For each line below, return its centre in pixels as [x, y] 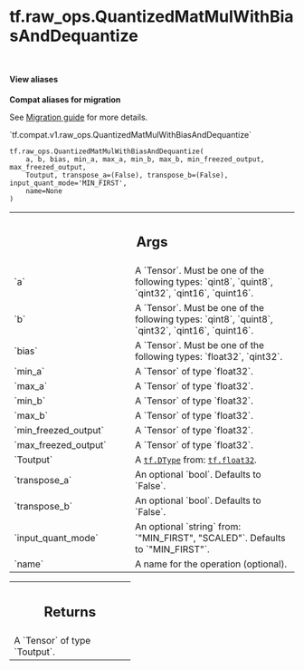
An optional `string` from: [188, 527]
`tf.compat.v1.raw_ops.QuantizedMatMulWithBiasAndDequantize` [130, 134]
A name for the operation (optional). [211, 564]
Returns [70, 612]
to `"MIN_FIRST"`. [172, 549]
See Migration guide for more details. [79, 117]
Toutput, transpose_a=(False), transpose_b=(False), [127, 175]
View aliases [34, 79]
